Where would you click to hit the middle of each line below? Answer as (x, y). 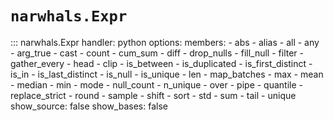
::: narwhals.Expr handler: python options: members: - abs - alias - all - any (165, 42)
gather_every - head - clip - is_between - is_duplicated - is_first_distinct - (161, 63)
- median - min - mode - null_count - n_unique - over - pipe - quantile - (156, 84)
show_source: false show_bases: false (89, 106)
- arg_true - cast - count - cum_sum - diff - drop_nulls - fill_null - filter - (157, 53)
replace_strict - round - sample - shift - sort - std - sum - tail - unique (153, 95)
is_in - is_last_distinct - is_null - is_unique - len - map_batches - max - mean (167, 74)
